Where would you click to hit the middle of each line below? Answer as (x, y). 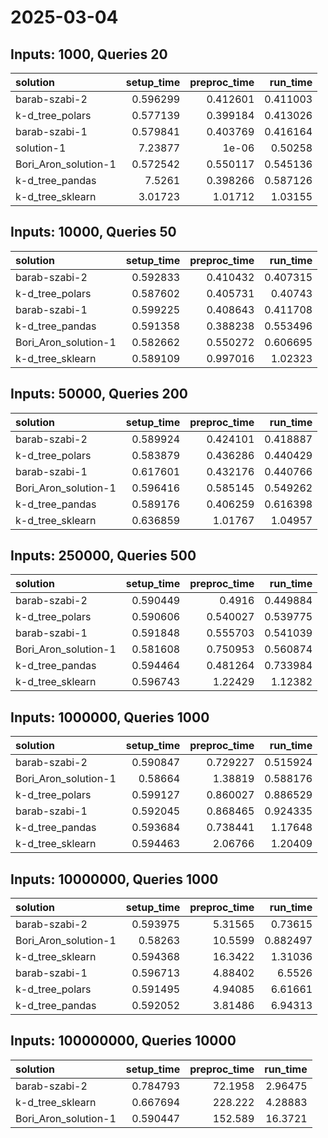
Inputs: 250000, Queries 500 (103, 556)
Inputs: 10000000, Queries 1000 (114, 879)
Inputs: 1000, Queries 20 (89, 54)
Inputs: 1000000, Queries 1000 (110, 717)
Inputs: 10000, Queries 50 (93, 232)
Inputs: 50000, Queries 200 (99, 394)
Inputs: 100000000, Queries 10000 (123, 1041)
